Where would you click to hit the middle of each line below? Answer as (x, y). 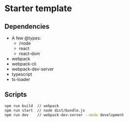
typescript (22, 74)
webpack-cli (24, 64)
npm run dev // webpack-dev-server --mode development (64, 115)
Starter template (38, 9)
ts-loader (21, 79)
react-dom (29, 53)
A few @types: (26, 38)
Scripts (16, 95)
